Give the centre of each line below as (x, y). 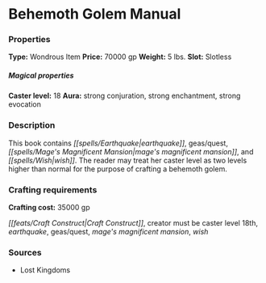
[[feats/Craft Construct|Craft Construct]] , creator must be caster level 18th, (133, 223)
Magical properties (41, 76)
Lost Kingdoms (45, 270)
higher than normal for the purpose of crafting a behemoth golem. (118, 169)
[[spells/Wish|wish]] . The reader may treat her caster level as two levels (128, 160)
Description (32, 125)
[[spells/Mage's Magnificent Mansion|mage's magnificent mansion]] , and (131, 151)
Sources (25, 252)
